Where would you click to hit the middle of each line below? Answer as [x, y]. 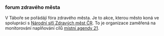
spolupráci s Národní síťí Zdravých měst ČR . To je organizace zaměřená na [80, 23]
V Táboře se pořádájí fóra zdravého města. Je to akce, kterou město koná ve [82, 18]
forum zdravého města [33, 7]
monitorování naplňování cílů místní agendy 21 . [52, 28]
